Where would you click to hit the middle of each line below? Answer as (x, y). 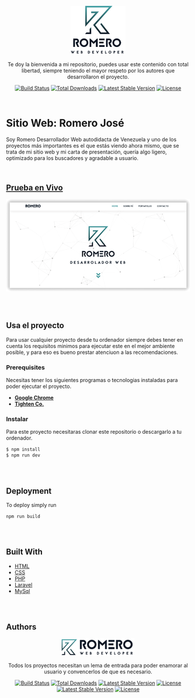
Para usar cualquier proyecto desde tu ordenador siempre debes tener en (95, 339)
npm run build (23, 516)
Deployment (29, 491)
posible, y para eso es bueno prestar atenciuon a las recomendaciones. (92, 352)
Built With (24, 552)
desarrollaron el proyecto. (98, 77)
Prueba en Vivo (34, 188)
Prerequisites (25, 367)
